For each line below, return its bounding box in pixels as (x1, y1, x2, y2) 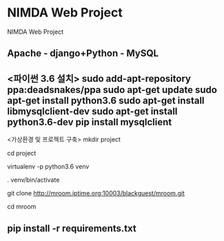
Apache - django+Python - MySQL (7, 48, 159, 59)
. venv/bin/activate (7, 176, 60, 184)
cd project (7, 149, 37, 158)
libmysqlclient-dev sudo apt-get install (7, 105, 178, 117)
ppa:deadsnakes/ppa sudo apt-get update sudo (7, 84, 217, 96)
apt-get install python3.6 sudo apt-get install (7, 94, 205, 106)
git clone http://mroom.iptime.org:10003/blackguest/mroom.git (7, 189, 185, 198)
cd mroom (7, 202, 37, 211)
